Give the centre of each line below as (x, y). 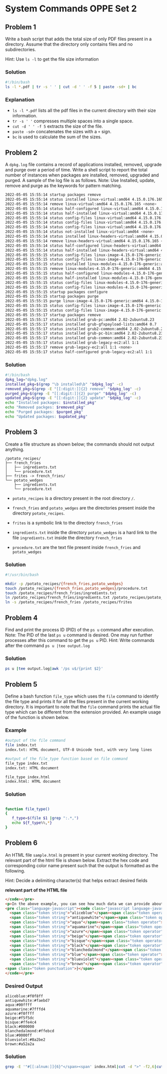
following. (15, 871)
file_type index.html (28, 777)
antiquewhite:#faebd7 (28, 1000)
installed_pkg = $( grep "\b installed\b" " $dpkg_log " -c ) (64, 384)
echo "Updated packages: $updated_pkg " (46, 416)
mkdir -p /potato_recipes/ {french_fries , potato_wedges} (64, 584)
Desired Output (24, 986)
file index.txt (21, 745)
